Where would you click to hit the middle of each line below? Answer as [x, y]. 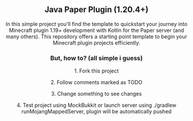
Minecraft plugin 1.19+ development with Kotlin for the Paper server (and [96, 30]
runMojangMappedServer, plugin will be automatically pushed [96, 112]
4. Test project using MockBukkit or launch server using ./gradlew [96, 105]
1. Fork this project [96, 71]
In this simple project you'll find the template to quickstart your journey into [96, 24]
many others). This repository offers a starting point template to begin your [96, 36]
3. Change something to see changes [96, 94]
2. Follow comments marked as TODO [96, 83]
